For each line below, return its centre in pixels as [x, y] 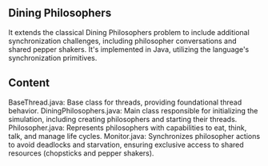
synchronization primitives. [53, 57]
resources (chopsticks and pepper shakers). [81, 153]
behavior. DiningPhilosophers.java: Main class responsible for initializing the [133, 110]
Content [29, 83]
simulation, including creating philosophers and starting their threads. [123, 119]
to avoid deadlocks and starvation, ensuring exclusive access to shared [126, 144]
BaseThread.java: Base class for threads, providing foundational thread [125, 102]
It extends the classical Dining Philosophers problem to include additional [129, 32]
